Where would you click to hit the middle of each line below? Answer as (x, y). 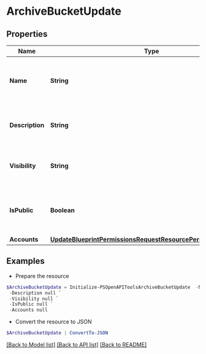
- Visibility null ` (34, 299)
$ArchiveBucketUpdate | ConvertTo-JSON (57, 333)
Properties (27, 34)
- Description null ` (35, 293)
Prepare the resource (42, 276)
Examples (25, 261)
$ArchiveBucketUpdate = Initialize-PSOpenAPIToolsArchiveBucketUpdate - (103, 287)
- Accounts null (28, 310)
